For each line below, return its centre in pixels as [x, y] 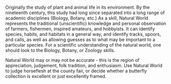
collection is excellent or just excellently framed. [56, 76]
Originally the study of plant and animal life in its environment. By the [78, 7]
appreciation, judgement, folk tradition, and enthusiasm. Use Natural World [84, 66]
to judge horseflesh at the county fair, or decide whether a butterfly [76, 71]
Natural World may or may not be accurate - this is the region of [72, 60]
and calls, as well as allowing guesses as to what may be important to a [80, 39]
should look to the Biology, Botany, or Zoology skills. [60, 50]
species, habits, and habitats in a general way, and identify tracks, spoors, [83, 34]
